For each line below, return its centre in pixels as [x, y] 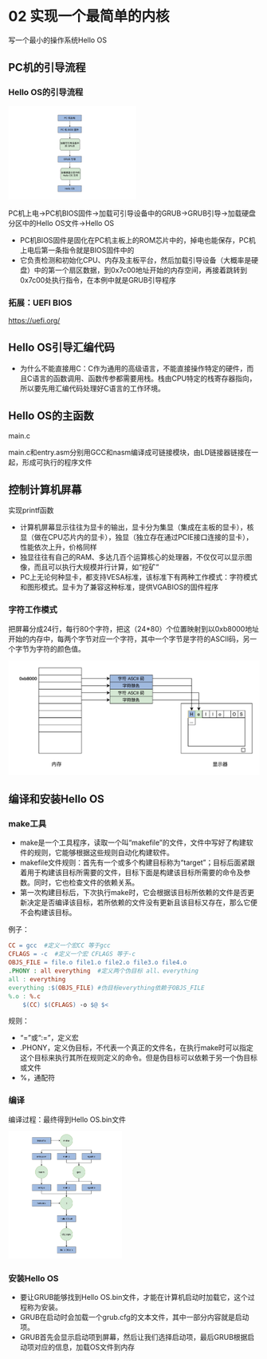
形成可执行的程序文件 [57, 462]
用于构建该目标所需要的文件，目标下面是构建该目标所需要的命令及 [135, 873]
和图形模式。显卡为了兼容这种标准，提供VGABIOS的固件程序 [119, 587]
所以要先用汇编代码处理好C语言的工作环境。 [92, 388]
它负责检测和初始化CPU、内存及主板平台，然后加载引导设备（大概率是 [135, 260]
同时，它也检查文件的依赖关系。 [86, 882]
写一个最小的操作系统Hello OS [58, 40]
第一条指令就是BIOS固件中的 [88, 250]
